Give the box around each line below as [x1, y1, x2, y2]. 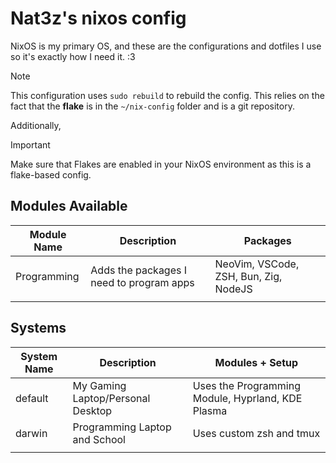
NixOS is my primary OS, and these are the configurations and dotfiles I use [10, 40, 322, 52]
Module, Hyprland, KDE [192, 391, 303, 405]
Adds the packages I [90, 263, 188, 277]
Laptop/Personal [72, 391, 151, 405]
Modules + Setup [214, 355, 299, 369]
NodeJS [214, 282, 253, 296]
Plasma [192, 403, 228, 417]
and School [72, 432, 126, 446]
